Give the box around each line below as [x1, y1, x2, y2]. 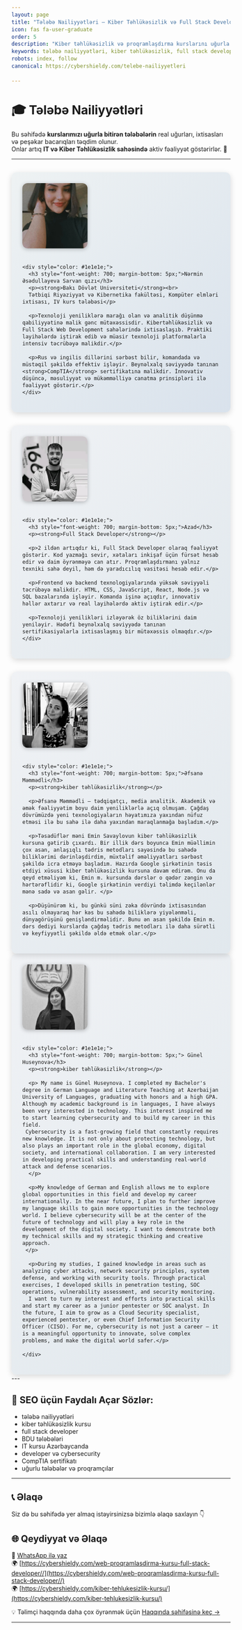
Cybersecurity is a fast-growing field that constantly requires [25, 1128, 219, 1135]
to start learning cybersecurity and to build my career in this [22, 1114, 216, 1121]
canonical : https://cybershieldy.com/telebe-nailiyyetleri [11, 63, 186, 70]
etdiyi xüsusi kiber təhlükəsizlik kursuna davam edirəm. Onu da [22, 867, 216, 874]
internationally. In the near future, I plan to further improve [22, 1198, 216, 1205]
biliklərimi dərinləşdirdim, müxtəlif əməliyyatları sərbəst [22, 853, 204, 860]
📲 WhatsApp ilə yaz [11, 1551, 67, 1559]
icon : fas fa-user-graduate [11, 26, 93, 33]
